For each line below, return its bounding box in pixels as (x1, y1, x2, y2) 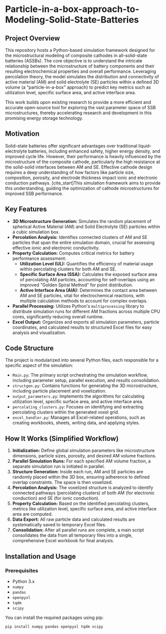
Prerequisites (5, 567, 38, 574)
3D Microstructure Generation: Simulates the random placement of (12, 218, 152, 224)
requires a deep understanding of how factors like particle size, (5, 169, 135, 175)
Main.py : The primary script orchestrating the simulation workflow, (12, 372, 148, 378)
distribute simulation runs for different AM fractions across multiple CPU (12, 308, 161, 314)
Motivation (5, 130, 40, 138)
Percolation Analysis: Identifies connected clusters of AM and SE (12, 234, 148, 240)
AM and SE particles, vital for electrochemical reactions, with (19, 292, 145, 298)
